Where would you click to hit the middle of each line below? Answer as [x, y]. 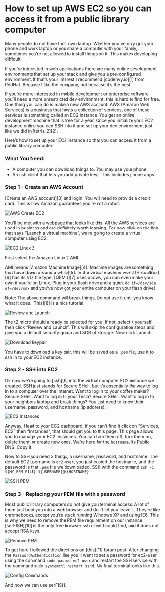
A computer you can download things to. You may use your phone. [80, 169]
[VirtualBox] [147, 272]
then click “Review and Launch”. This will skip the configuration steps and [80, 327]
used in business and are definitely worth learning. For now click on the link [82, 228]
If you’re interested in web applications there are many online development [81, 68]
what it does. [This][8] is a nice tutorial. [45, 303]
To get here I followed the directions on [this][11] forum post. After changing [82, 550]
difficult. [14, 59]
